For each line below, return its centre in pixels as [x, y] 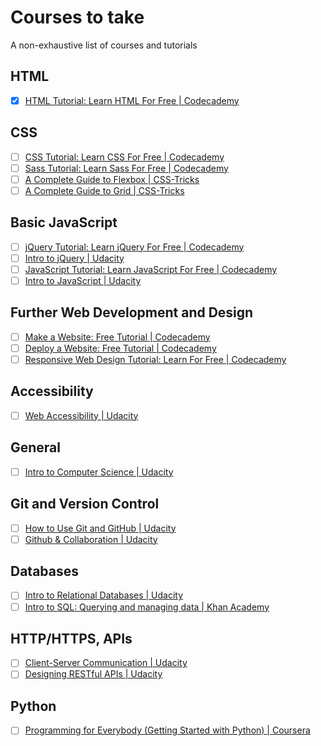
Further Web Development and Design [132, 312]
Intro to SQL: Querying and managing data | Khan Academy [147, 607]
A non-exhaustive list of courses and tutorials [104, 45]
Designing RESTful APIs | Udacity [93, 674]
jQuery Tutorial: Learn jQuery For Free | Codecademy [134, 247]
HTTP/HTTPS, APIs [71, 638]
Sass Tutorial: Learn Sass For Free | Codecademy [126, 168]
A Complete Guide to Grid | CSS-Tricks [104, 190]
